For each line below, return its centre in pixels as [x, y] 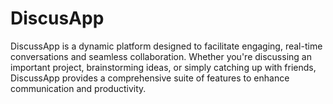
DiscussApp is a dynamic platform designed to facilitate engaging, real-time [166, 46]
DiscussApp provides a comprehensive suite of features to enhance [150, 78]
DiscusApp [57, 18]
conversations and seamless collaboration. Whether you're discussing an [161, 56]
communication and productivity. [78, 88]
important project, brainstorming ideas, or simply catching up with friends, [163, 67]
